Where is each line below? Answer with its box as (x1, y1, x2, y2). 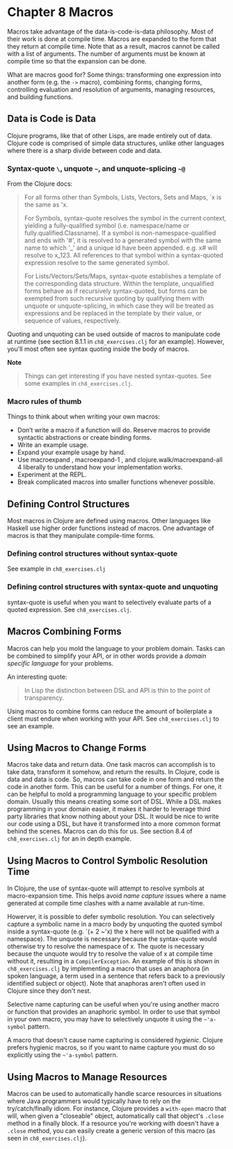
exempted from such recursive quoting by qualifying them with (24, 294, 204, 303)
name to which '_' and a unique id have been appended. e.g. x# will (24, 243, 218, 252)
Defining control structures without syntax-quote (7, 549, 178, 559)
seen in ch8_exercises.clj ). (7, 1134, 87, 1142)
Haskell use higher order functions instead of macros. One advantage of (7, 524, 214, 532)
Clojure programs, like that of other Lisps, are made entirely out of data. (7, 131, 212, 140)
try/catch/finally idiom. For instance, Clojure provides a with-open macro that (7, 1104, 227, 1113)
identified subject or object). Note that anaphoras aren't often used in (7, 979, 207, 988)
